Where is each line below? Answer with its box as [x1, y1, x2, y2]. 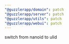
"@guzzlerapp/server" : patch [4, 12, 64, 17]
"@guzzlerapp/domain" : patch [4, 7, 64, 12]
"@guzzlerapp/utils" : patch [4, 16, 62, 21]
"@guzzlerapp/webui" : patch [4, 21, 62, 26]
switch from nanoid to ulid [4, 34, 57, 40]
